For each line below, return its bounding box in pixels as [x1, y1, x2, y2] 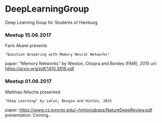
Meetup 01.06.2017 [5, 78, 52, 85]
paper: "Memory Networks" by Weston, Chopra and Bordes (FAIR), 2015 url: [5, 61, 157, 67]
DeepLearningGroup [5, 3, 90, 15]
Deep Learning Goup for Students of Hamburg [5, 19, 98, 25]
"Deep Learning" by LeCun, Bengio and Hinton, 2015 [5, 98, 112, 103]
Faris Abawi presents [5, 43, 48, 49]
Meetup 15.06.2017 [5, 32, 52, 38]
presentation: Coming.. [5, 112, 51, 118]
